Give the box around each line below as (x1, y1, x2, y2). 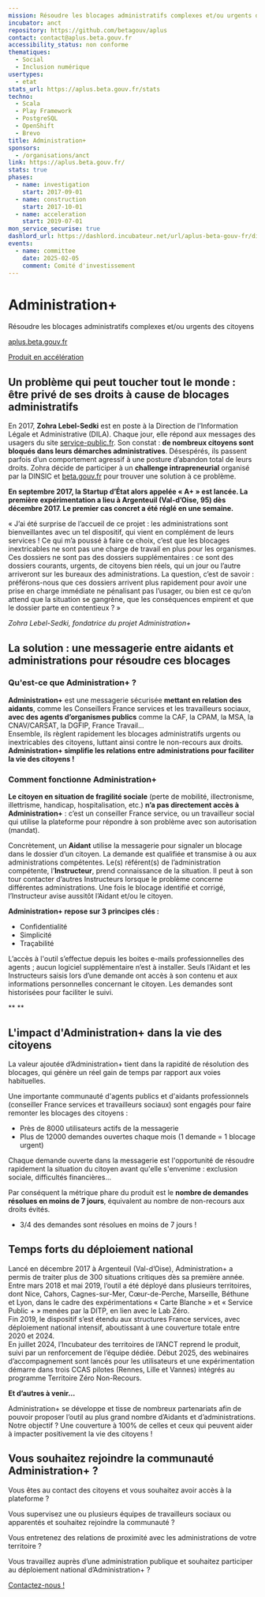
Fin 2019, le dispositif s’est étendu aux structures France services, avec (8, 1314, 241, 1323)
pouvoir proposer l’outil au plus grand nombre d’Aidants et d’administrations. (8, 1412, 256, 1421)
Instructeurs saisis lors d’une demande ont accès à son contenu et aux (8, 971, 238, 981)
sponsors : (8, 144, 41, 152)
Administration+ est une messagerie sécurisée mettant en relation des (8, 695, 242, 705)
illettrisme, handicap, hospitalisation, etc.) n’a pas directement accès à (8, 800, 239, 810)
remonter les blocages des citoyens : (8, 1108, 129, 1118)
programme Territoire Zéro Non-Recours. (8, 1373, 142, 1383)
